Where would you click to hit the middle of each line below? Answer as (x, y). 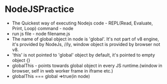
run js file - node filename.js (41, 33)
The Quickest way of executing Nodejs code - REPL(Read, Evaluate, (82, 23)
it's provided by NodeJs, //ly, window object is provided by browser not (86, 44)
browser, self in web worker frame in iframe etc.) (63, 70)
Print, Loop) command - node (43, 28)
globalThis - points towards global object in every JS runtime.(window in (87, 65)
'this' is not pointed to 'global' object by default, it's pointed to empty (83, 55)
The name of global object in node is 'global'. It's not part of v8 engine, (86, 39)
